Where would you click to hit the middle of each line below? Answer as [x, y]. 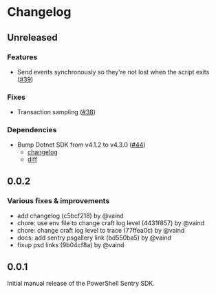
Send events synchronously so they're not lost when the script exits [113, 72]
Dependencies [32, 130]
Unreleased [33, 38]
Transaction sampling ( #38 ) [56, 112]
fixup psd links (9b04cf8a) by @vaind [71, 245]
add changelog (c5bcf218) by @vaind [70, 216]
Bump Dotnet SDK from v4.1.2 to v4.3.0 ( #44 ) [81, 145]
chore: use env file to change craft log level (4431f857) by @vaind [111, 223]
